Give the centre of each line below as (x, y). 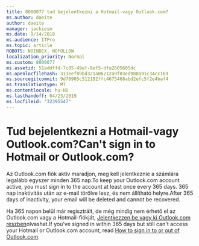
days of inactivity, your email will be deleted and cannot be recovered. (93, 199)
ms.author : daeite (29, 17)
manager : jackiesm (29, 29)
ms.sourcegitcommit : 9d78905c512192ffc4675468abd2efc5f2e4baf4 (87, 79)
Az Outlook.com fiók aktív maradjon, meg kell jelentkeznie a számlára (93, 174)
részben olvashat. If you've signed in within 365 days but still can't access (97, 224)
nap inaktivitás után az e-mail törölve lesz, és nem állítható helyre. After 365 (100, 193)
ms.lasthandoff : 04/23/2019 (42, 96)
